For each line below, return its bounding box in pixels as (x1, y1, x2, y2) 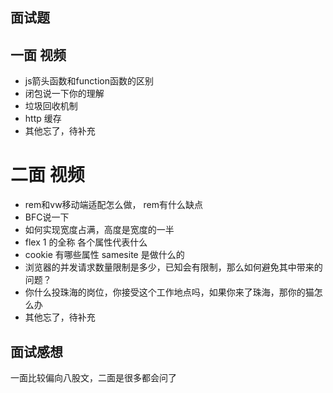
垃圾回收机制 (24, 100, 78, 112)
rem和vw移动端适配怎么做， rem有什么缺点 (24, 199, 203, 211)
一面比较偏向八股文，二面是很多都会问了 (10, 371, 177, 383)
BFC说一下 (24, 211, 70, 223)
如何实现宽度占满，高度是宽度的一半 (24, 224, 175, 236)
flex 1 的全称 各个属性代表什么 (24, 236, 148, 248)
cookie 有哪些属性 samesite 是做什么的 (24, 249, 185, 261)
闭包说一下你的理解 (24, 88, 105, 100)
